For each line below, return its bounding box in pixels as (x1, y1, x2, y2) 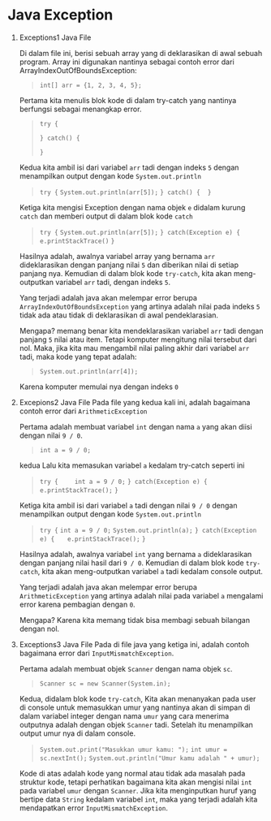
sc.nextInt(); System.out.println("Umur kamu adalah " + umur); (39, 754, 260, 763)
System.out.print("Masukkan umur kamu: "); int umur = (39, 745, 228, 754)
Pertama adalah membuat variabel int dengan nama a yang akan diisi (19, 421, 252, 431)
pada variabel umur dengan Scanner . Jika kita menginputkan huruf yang (19, 785, 256, 795)
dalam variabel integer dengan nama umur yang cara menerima (19, 711, 230, 720)
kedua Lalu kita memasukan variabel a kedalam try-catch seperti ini (19, 460, 245, 470)
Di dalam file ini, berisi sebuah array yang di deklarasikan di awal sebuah (19, 48, 263, 58)
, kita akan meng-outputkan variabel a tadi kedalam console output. (37, 566, 263, 576)
